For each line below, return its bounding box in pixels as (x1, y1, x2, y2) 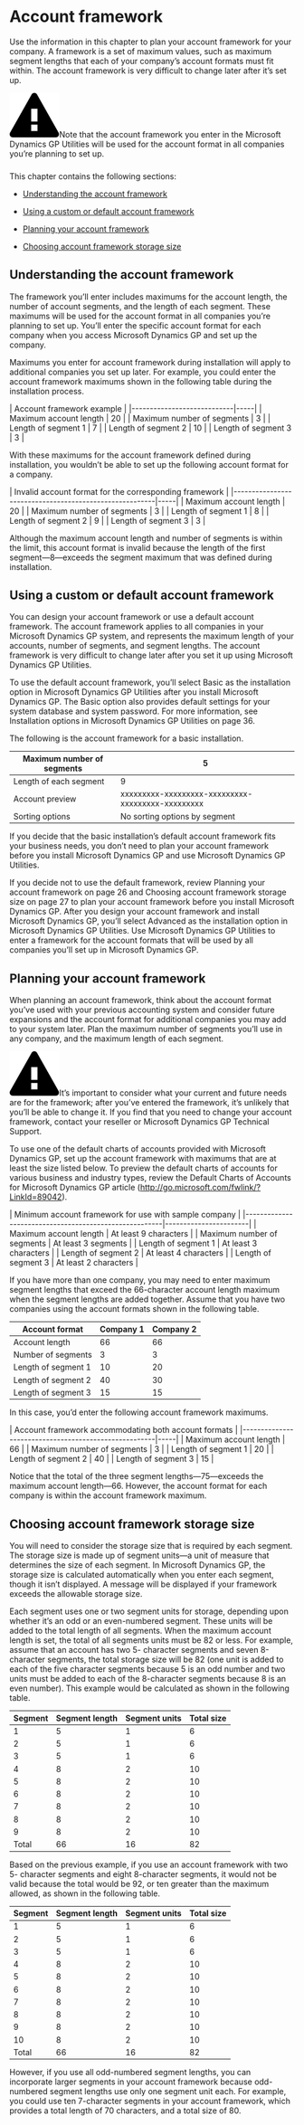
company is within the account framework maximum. (9, 1490, 207, 1501)
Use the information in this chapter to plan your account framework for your (9, 36, 292, 47)
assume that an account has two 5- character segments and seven (9, 1645, 260, 1655)
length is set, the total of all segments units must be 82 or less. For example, (9, 1635, 294, 1646)
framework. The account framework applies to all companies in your (9, 621, 264, 632)
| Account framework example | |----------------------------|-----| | (9, 403, 262, 413)
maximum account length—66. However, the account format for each (9, 1481, 268, 1492)
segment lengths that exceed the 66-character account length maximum (9, 1285, 280, 1295)
